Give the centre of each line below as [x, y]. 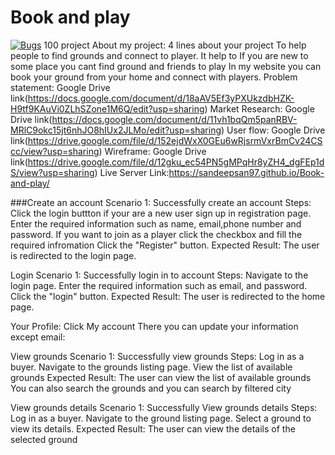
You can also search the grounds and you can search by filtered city [151, 388]
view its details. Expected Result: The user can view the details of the [153, 428]
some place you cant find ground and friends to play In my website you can [166, 66]
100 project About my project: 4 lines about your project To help [175, 45]
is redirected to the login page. [73, 255]
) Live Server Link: [132, 172]
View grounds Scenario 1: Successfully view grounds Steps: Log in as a [157, 356]
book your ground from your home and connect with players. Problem [154, 77]
